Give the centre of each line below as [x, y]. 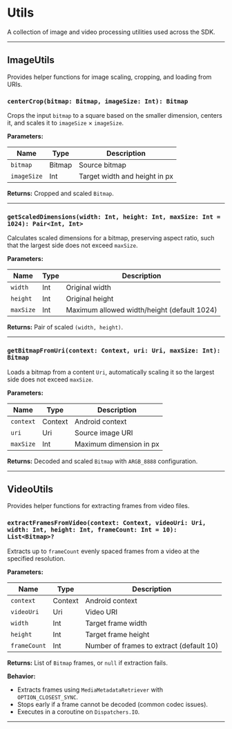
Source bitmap [103, 165]
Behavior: [21, 676]
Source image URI [104, 433]
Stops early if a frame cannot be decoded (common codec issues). [113, 704]
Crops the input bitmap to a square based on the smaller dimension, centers [115, 116]
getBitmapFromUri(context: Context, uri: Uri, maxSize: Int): [114, 351]
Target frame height [117, 634]
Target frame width [116, 623]
